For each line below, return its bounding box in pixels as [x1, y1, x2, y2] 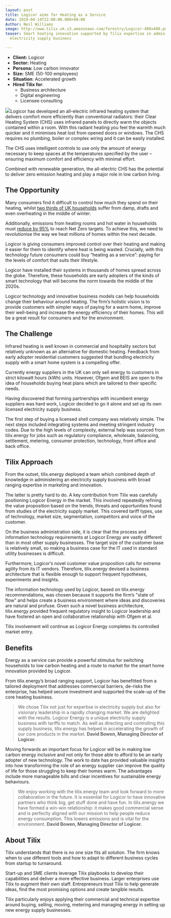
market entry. [5, 629, 34, 635]
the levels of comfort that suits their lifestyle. [5, 257, 99, 263]
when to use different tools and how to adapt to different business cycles [5, 854, 159, 861]
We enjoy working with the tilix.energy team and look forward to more [17, 789, 164, 795]
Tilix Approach [5, 457, 53, 466]
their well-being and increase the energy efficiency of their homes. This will [5, 309, 164, 315]
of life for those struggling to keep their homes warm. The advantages [5, 768, 153, 774]
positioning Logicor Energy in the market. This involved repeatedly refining [5, 497, 162, 503]
